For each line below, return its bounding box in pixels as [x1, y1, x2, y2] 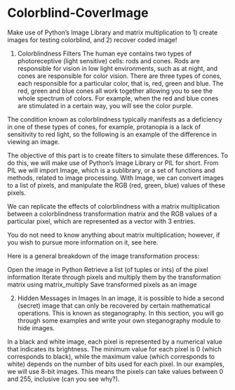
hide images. [17, 323, 55, 332]
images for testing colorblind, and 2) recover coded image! [7, 35, 177, 44]
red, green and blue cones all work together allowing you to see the [17, 86, 213, 95]
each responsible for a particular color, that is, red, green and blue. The [17, 79, 224, 87]
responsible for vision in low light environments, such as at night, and [17, 64, 218, 72]
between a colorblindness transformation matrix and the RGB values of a [7, 209, 217, 218]
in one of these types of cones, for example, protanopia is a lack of [7, 122, 201, 131]
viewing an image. [7, 137, 60, 145]
